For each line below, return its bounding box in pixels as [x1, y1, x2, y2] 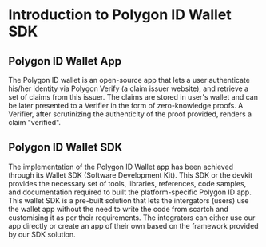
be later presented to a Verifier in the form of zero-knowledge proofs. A [8, 101, 244, 110]
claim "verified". [8, 118, 62, 127]
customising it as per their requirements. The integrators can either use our [8, 213, 256, 222]
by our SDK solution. [8, 229, 76, 239]
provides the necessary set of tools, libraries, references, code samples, [8, 178, 247, 188]
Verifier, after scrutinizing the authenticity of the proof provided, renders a [8, 109, 252, 119]
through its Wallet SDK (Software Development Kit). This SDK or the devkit [8, 170, 253, 180]
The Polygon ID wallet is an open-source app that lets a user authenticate [8, 76, 250, 84]
